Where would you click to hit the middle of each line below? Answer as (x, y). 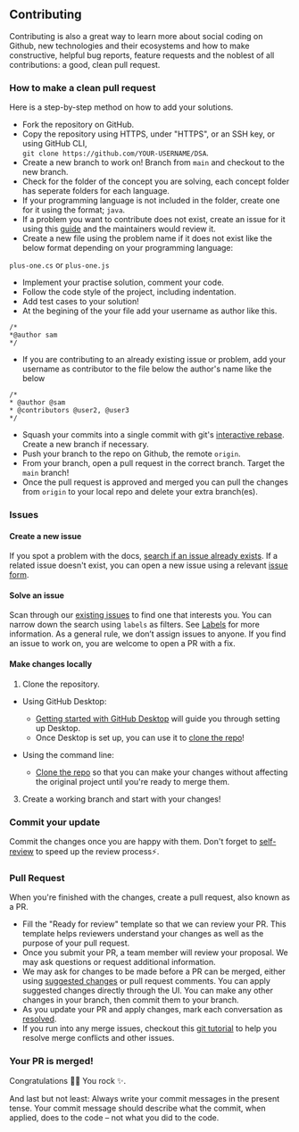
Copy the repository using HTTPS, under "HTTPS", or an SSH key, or (148, 134)
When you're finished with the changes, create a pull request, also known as (149, 897)
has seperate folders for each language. (96, 191)
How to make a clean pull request (83, 87)
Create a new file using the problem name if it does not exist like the (147, 238)
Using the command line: (68, 754)
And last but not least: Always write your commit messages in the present (144, 1098)
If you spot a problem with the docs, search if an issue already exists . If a (144, 556)
